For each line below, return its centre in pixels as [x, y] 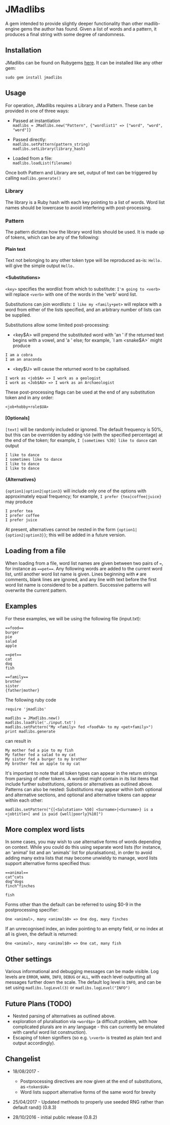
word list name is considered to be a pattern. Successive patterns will [78, 585]
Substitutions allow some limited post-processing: [58, 325]
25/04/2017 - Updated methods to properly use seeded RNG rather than [88, 1102]
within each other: [24, 800]
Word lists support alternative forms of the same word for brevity [88, 1092]
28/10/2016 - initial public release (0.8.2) [55, 1117]
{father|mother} [22, 690]
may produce [19, 502]
